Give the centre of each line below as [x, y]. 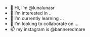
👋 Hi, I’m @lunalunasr [32, 8]
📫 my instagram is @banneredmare [48, 29]
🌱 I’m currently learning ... [37, 18]
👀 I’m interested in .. [31, 13]
